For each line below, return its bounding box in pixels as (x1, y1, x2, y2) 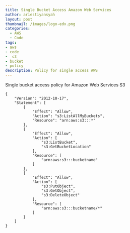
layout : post (5, 17, 33, 22)
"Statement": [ (14, 100, 46, 105)
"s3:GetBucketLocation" (41, 144, 92, 149)
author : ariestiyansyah (5, 12, 55, 17)
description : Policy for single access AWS (5, 68, 98, 73)
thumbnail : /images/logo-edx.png (5, 21, 76, 27)
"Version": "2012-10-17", (14, 96, 69, 101)
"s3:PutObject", (41, 184, 76, 189)
